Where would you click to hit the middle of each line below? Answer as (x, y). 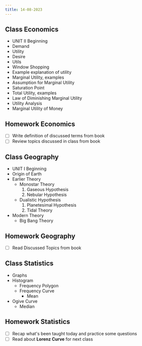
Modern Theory (28, 216)
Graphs (20, 275)
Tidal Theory (40, 210)
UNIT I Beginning (29, 169)
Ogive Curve (25, 301)
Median (27, 306)
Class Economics (32, 30)
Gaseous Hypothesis (48, 190)
